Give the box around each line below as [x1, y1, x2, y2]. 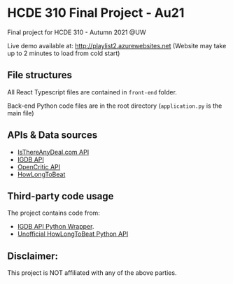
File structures [7, 69, 72, 81]
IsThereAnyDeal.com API [17, 148, 90, 156]
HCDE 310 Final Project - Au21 [7, 5, 185, 21]
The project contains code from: [7, 208, 100, 218]
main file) [7, 108, 34, 117]
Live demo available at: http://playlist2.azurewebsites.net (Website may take [7, 41, 227, 50]
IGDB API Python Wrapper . [17, 222, 94, 231]
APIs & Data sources [7, 129, 98, 141]
